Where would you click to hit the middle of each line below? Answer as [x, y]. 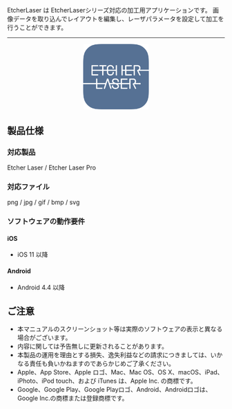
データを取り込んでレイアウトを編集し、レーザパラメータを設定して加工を [118, 19]
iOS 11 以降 [32, 255]
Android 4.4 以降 [41, 287]
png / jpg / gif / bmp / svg [43, 202]
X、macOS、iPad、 [196, 372]
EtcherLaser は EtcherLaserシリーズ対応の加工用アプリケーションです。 [109, 10]
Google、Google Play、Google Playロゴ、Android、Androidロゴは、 [114, 390]
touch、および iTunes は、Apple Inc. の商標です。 [126, 381]
